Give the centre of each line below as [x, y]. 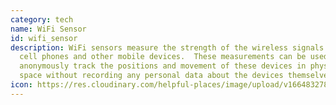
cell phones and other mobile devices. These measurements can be [163, 57]
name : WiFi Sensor [48, 29]
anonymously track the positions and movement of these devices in [163, 66]
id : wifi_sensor [44, 38]
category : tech [42, 19]
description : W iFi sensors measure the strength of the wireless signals [167, 47]
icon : [21, 85]
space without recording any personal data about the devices [151, 76]
